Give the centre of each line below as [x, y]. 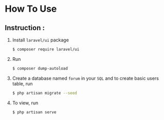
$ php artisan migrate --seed [45, 93]
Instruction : [25, 28]
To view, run [25, 103]
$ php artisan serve [34, 112]
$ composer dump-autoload [40, 68]
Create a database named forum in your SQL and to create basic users [85, 78]
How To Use [31, 9]
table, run [22, 83]
